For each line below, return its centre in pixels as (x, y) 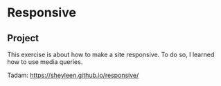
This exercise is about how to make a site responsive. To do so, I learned (111, 54)
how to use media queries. (45, 62)
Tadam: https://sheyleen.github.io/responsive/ (73, 75)
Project (23, 38)
